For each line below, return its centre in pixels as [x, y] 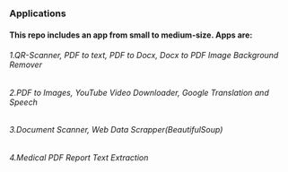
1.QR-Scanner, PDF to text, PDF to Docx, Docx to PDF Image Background [144, 56]
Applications [38, 13]
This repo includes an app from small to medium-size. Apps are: [131, 35]
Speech [23, 102]
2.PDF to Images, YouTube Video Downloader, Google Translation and [139, 92]
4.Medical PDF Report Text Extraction [79, 157]
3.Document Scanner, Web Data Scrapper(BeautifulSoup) [116, 130]
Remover [26, 64]
